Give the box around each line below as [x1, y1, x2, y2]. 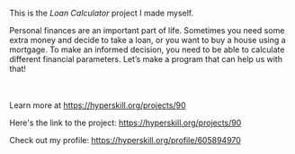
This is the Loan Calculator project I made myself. [9, 8, 194, 18]
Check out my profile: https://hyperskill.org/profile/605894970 [9, 135, 241, 145]
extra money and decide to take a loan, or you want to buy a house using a [9, 35, 286, 45]
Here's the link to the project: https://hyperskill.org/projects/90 [9, 117, 242, 128]
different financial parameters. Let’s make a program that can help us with [9, 54, 283, 64]
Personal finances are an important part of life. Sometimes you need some [9, 25, 285, 35]
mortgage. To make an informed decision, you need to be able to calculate [9, 44, 285, 55]
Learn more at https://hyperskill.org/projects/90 [9, 100, 186, 111]
